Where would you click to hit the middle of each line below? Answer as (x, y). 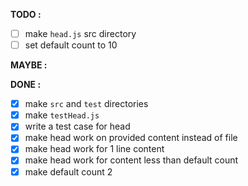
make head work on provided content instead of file (131, 138)
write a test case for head (77, 126)
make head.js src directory (80, 33)
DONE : (26, 85)
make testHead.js (62, 115)
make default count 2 (68, 171)
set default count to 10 (71, 45)
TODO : (26, 14)
